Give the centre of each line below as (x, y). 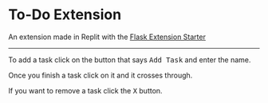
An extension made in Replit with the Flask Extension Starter (107, 37)
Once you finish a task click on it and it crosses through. (100, 75)
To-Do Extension (65, 15)
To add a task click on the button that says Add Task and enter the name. (130, 59)
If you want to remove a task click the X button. (85, 90)
